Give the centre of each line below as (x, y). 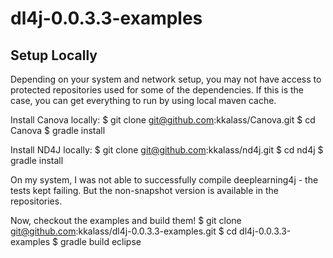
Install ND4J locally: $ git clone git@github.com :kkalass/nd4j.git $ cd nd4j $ (167, 150)
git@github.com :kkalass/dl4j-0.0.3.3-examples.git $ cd (124, 231)
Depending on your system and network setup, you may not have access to (166, 79)
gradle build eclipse (100, 241)
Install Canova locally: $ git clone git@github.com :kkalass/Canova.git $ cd (163, 120)
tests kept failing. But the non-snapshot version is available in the (144, 190)
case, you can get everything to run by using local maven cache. (143, 100)
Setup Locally (54, 55)
